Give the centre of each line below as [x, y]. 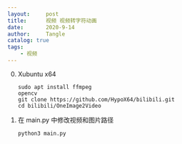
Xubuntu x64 [37, 74]
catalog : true [29, 41]
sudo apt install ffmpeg [55, 87]
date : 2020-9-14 [41, 27]
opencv [27, 93]
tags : [15, 47]
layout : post [33, 14]
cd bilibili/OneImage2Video [59, 106]
